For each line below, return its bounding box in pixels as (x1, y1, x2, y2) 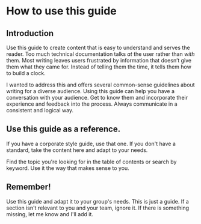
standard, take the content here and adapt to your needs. (6, 146, 148, 154)
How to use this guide (6, 4, 117, 18)
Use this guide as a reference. (6, 124, 121, 135)
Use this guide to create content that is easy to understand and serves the (6, 44, 191, 51)
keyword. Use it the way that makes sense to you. (6, 164, 129, 172)
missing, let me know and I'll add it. (6, 210, 93, 217)
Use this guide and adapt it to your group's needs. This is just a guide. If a (6, 198, 190, 205)
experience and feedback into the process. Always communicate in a (6, 100, 178, 107)
